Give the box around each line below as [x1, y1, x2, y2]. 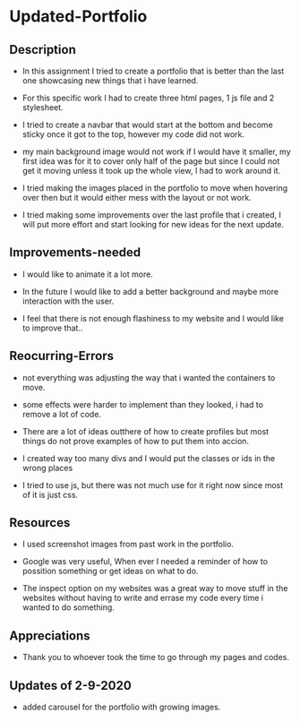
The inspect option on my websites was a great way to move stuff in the [21, 583, 288, 594]
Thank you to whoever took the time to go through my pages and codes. [21, 652, 289, 663]
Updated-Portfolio [9, 6, 148, 27]
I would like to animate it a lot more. [21, 269, 154, 279]
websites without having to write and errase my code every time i [21, 593, 264, 604]
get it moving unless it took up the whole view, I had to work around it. [21, 166, 281, 176]
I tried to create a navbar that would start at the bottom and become [21, 119, 273, 130]
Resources [9, 515, 71, 530]
